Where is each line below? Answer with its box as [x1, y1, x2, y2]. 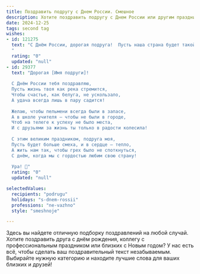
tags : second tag [6, 25, 49, 32]
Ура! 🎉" [11, 164, 31, 170]
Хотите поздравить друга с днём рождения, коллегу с [6, 236, 145, 243]
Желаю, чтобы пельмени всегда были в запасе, [11, 108, 127, 114]
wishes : [6, 31, 26, 37]
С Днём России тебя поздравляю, [11, 81, 92, 87]
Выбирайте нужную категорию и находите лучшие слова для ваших [6, 254, 180, 262]
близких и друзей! [6, 261, 52, 268]
